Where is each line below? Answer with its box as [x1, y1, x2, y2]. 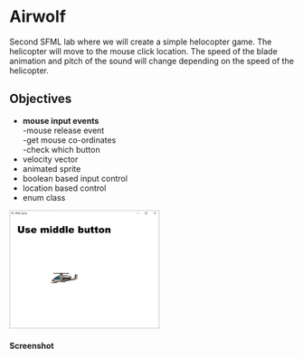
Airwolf [9, 6, 66, 27]
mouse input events [22, 115, 99, 126]
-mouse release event [22, 125, 105, 136]
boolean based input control [22, 173, 128, 184]
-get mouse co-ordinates [22, 134, 117, 146]
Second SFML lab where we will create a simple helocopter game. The [9, 36, 272, 47]
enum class [22, 192, 66, 203]
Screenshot [9, 341, 54, 352]
